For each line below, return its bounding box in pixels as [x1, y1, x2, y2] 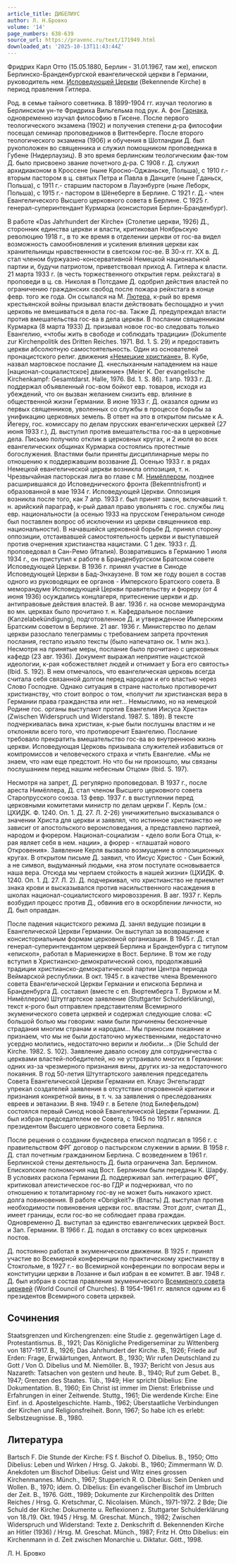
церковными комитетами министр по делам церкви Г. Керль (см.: [7, 801, 207, 809]
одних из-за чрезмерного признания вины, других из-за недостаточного [7, 1062, 228, 1070]
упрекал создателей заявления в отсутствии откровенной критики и [7, 1085, 215, 1093]
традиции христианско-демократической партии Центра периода [7, 965, 208, 973]
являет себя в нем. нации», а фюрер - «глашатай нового [20, 838, 190, 847]
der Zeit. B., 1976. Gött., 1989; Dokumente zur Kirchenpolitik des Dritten [7, 1490, 215, 1498]
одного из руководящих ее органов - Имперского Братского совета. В [7, 577, 221, 586]
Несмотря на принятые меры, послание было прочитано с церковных [7, 645, 219, 653]
